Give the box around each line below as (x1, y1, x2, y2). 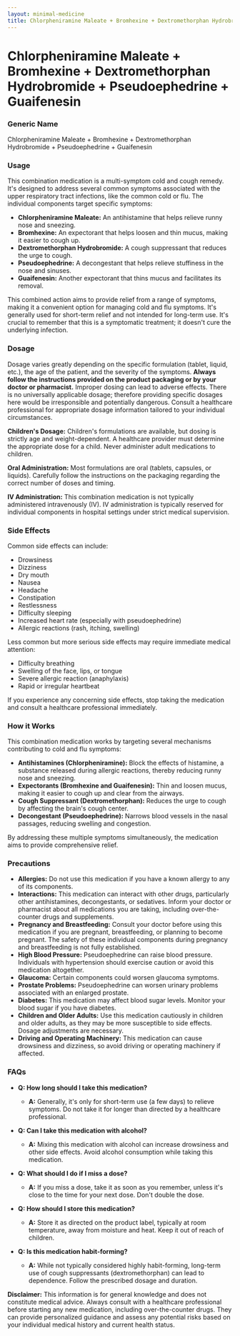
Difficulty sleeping (17, 608, 71, 617)
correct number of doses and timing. (7, 478, 116, 487)
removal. (17, 281, 44, 290)
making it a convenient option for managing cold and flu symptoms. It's (7, 303, 216, 311)
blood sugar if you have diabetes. (17, 1004, 116, 1013)
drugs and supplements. (42, 913, 114, 921)
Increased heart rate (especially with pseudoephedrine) (17, 616, 182, 625)
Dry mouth (17, 571, 49, 579)
